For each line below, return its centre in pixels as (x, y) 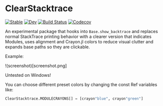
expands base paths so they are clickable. (47, 47)
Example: (14, 56)
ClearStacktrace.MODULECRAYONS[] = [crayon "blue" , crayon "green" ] (74, 98)
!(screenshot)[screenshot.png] (36, 66)
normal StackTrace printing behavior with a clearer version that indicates (78, 36)
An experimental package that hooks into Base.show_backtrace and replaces (81, 31)
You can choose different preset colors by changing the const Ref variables (81, 84)
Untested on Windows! (28, 75)
